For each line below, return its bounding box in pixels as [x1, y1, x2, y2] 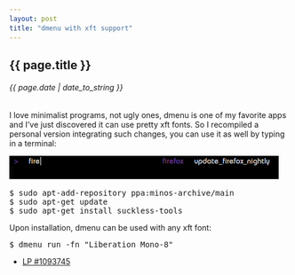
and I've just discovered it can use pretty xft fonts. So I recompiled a [9, 120, 259, 130]
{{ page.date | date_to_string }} [9, 82, 124, 93]
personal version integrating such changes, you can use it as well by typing [9, 129, 285, 139]
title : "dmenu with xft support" [9, 23, 133, 33]
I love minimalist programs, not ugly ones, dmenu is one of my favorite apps [9, 110, 287, 121]
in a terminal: [9, 138, 57, 149]
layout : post [9, 14, 58, 23]
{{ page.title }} [9, 58, 92, 73]
